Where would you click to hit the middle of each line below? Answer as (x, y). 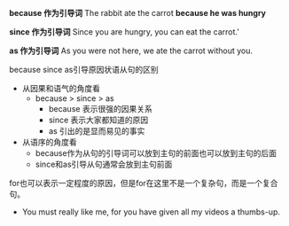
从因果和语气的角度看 (61, 88)
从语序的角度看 (49, 142)
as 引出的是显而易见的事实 (97, 131)
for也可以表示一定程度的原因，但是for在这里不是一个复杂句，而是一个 (136, 183)
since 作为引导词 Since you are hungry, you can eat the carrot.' (124, 32)
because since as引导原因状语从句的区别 (84, 70)
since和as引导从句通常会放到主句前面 (104, 164)
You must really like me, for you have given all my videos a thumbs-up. (151, 212)
